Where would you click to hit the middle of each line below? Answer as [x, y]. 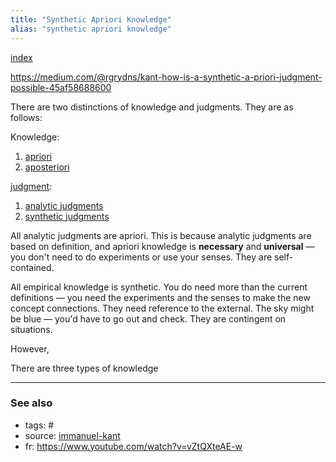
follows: [26, 117]
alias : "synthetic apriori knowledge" [91, 29]
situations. [31, 329]
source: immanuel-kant [72, 435]
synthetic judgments [67, 216]
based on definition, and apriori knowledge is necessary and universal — [162, 246]
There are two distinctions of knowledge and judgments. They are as [152, 107]
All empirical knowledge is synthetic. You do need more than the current [159, 287]
